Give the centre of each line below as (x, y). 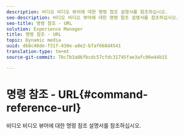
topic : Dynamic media (34, 40)
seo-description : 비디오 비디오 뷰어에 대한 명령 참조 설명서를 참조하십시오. (93, 18)
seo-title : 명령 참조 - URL (39, 23)
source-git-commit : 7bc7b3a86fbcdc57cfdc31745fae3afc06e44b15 (87, 57)
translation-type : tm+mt (38, 52)
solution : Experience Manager (45, 29)
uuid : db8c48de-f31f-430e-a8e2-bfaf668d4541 (64, 46)
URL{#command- (103, 94)
